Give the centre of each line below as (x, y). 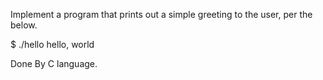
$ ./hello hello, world (52, 44)
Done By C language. (54, 63)
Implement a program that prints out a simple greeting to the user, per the (161, 14)
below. (24, 25)
